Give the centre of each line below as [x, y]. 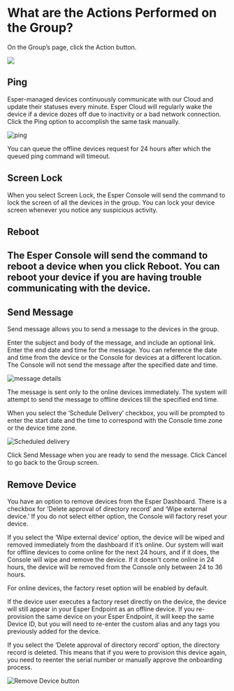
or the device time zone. [42, 428]
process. [20, 667]
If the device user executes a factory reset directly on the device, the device [117, 601]
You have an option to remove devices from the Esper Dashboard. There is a [117, 501]
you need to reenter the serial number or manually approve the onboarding [115, 659]
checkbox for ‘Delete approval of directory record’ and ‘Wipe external [107, 508]
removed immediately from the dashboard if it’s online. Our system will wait [115, 545]
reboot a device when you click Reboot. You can [114, 266]
